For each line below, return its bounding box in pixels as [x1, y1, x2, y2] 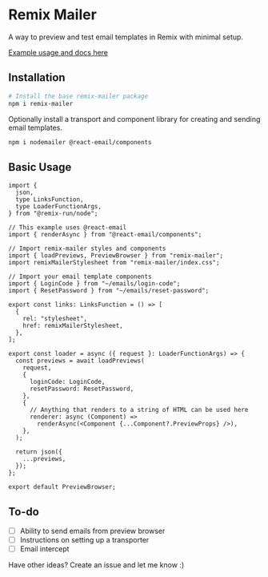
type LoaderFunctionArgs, [15, 203, 102, 211]
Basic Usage [8, 160, 72, 174]
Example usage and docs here [8, 47, 109, 57]
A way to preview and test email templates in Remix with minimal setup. [8, 32, 244, 42]
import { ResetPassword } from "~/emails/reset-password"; [8, 287, 210, 295]
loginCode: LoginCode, [29, 378, 106, 386]
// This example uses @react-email [8, 224, 127, 232]
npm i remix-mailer [8, 99, 74, 107]
